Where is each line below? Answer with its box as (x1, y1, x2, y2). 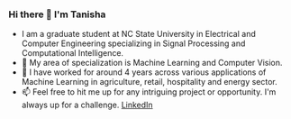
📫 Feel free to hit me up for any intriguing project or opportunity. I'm (21, 87, 277, 97)
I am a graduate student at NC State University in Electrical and (21, 29, 256, 40)
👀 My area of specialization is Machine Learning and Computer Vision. (21, 58, 283, 69)
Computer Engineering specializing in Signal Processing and (21, 38, 246, 49)
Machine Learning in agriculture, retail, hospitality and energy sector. (21, 77, 278, 87)
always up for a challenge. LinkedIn (21, 99, 154, 111)
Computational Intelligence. (21, 48, 123, 59)
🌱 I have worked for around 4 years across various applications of (21, 67, 267, 78)
